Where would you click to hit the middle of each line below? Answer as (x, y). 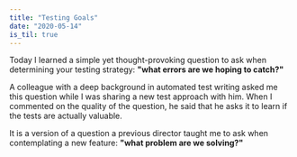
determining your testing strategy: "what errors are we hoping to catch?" (147, 69)
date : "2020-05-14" (46, 26)
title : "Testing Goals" (54, 18)
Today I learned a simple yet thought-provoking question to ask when (138, 60)
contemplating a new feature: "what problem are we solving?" (126, 143)
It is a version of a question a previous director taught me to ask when (139, 134)
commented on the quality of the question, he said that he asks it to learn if (148, 106)
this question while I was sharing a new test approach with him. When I (141, 97)
